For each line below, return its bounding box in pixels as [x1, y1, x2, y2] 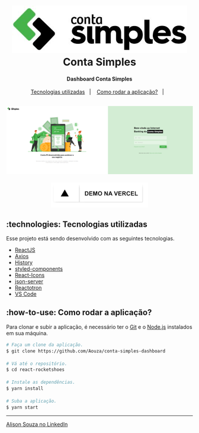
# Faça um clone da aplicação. [6, 342, 84, 348]
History [14, 259, 33, 266]
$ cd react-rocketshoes [6, 367, 65, 373]
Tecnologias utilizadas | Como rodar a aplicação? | [30, 88, 164, 95]
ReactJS [14, 246, 36, 254]
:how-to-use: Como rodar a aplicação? [6, 307, 152, 317]
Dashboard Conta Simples [66, 75, 133, 82]
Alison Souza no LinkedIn [6, 421, 68, 428]
